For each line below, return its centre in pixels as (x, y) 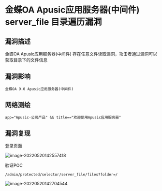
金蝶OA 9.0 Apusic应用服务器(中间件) (39, 89)
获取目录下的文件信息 (26, 60)
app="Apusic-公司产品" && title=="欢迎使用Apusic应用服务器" (63, 117)
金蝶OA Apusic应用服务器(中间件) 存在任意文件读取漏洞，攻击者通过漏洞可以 (81, 54)
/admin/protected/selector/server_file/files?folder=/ (61, 175)
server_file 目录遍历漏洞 (53, 22)
